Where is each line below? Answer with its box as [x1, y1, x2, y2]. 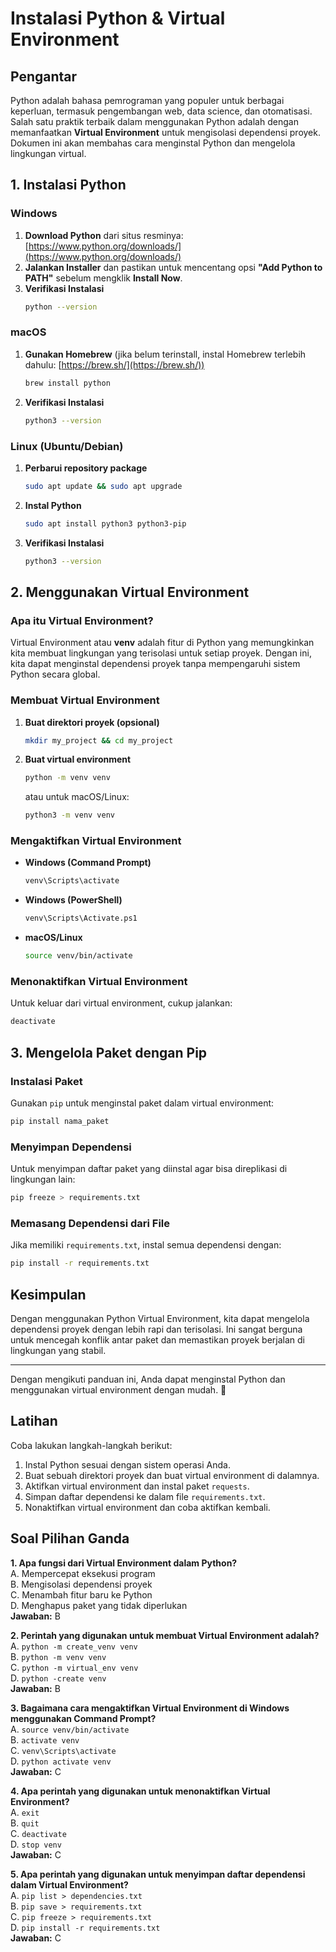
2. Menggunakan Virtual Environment [10, 583, 250, 601]
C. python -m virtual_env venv [10, 1661, 139, 1673]
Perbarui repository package [24, 462, 148, 474]
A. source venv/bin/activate [10, 1723, 130, 1735]
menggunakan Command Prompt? [10, 1712, 157, 1724]
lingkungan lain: [10, 1173, 76, 1186]
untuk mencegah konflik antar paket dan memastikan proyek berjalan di [10, 1333, 305, 1346]
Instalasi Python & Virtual [10, 7, 226, 30]
